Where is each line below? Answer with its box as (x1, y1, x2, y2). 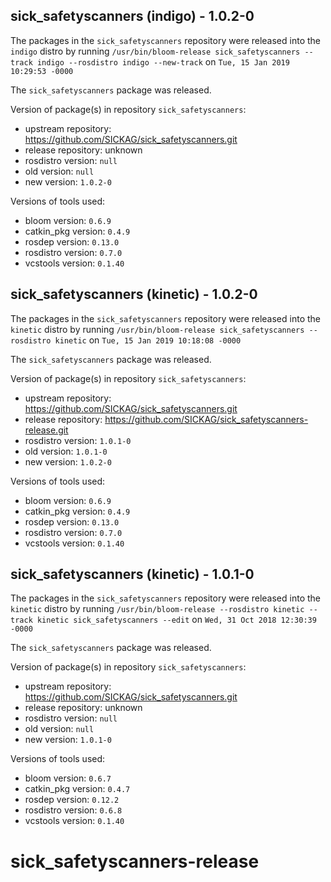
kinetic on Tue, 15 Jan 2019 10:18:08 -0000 (54, 334, 242, 346)
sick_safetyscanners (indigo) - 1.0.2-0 (10, 8, 255, 25)
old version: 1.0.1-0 (24, 445, 108, 457)
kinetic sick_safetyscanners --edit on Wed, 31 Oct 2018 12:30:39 (36, 614, 317, 626)
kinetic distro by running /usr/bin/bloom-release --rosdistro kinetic (10, 603, 305, 615)
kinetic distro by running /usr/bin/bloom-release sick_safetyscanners (10, 323, 305, 335)
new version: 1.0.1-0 (24, 734, 112, 746)
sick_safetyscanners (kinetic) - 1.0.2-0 (10, 286, 258, 303)
